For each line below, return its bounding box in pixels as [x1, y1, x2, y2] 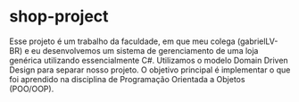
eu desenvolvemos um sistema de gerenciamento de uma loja [30, 45, 259, 55]
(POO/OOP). [9, 83, 54, 94]
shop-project [9, 6, 109, 27]
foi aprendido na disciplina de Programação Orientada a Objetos [9, 73, 245, 84]
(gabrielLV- [237, 36, 278, 47]
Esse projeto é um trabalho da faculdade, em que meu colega [9, 36, 236, 47]
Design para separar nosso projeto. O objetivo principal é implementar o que [9, 64, 291, 75]
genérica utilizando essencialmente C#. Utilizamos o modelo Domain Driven [9, 55, 288, 65]
